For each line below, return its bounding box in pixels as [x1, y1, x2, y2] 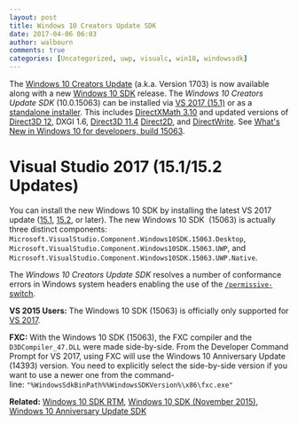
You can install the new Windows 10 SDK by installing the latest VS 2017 [9, 205, 272, 216]
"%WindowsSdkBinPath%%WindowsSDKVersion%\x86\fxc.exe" [26, 381, 233, 390]
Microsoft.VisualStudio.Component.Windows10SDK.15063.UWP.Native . [9, 252, 258, 263]
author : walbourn [9, 37, 74, 47]
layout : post [9, 12, 58, 22]
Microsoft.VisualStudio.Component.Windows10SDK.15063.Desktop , [9, 232, 247, 244]
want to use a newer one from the [9, 369, 133, 380]
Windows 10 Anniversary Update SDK [9, 405, 147, 416]
